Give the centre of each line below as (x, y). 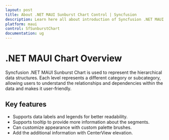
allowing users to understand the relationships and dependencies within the (84, 83)
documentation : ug (25, 33)
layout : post (19, 10)
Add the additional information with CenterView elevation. (73, 132)
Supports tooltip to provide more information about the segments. (81, 122)
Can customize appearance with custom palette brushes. (72, 127)
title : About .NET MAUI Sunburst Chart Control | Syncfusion (71, 15)
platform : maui (21, 24)
